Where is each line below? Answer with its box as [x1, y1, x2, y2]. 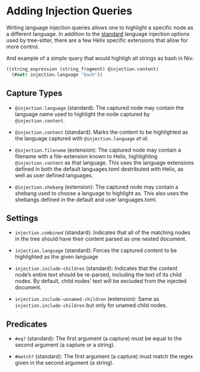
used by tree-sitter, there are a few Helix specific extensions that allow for [6, 36, 188, 44]
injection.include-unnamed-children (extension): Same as [14, 296, 159, 303]
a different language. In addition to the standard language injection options [6, 30, 190, 37]
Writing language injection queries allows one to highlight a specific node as [6, 24, 194, 31]
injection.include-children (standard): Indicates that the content [14, 265, 178, 272]
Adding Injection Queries [6, 4, 133, 18]
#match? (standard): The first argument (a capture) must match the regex [14, 353, 193, 360]
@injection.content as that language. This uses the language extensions [14, 159, 194, 166]
